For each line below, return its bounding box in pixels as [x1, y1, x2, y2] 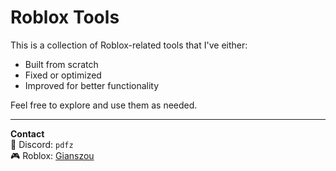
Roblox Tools [10, 6, 120, 29]
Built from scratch [24, 58, 99, 70]
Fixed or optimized [24, 69, 102, 81]
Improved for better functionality [24, 79, 160, 91]
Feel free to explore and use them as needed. [10, 99, 198, 111]
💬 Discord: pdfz [10, 138, 74, 150]
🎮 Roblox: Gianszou [10, 149, 95, 161]
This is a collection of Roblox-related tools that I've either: [10, 39, 248, 51]
